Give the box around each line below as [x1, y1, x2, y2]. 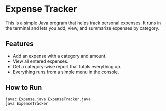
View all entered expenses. [12, 58, 69, 64]
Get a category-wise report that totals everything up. [12, 63, 122, 69]
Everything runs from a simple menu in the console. [12, 69, 119, 75]
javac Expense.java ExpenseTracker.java [5, 96, 91, 102]
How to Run [5, 83, 42, 92]
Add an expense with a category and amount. [12, 53, 107, 59]
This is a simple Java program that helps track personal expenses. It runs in [5, 20, 161, 26]
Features [5, 40, 34, 48]
